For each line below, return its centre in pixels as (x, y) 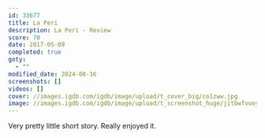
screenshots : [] (35, 81)
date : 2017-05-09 (37, 45)
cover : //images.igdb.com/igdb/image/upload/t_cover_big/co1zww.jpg (123, 96)
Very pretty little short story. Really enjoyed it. (82, 126)
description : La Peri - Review (60, 30)
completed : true (35, 52)
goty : (17, 60)
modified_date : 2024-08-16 (52, 74)
